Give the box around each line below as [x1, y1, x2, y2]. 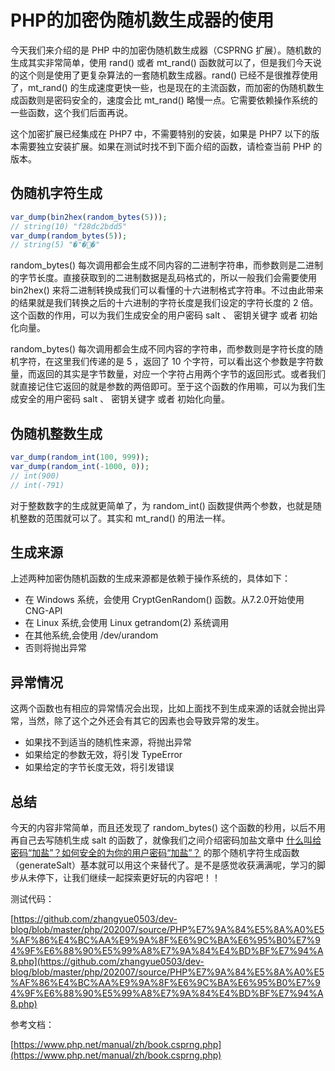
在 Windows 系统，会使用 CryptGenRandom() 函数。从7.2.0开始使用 [24, 594, 305, 606]
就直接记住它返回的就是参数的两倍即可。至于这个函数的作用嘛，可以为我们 [10, 381, 317, 393]
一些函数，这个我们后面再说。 [10, 106, 133, 118]
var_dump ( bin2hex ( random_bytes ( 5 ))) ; [10, 212, 168, 222]
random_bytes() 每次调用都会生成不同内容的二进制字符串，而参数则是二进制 [10, 259, 324, 271]
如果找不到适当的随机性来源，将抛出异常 [24, 736, 192, 748]
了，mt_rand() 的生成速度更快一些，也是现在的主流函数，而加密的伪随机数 [10, 81, 316, 93]
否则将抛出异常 [24, 642, 87, 654]
